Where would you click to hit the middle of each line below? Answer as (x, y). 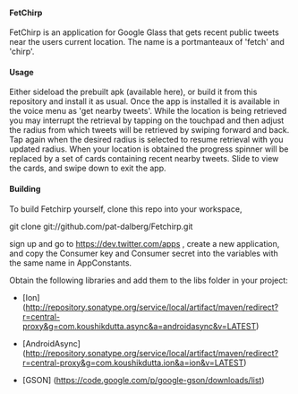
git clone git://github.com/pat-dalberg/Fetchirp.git (101, 226)
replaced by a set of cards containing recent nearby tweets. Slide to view (144, 159)
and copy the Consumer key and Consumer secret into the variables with (144, 253)
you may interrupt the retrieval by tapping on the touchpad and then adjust (147, 120)
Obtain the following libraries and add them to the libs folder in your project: (149, 280)
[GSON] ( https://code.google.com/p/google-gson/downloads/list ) (144, 380)
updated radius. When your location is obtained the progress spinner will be (149, 149)
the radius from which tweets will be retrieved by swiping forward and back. (149, 130)
